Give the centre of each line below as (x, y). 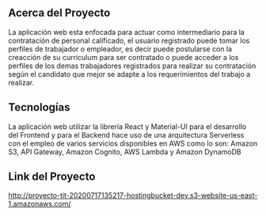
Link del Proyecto (52, 177)
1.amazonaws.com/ (40, 204)
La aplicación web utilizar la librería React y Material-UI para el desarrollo (127, 127)
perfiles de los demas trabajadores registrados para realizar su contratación (132, 66)
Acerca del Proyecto (59, 13)
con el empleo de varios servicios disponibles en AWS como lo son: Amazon (133, 143)
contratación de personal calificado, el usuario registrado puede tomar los (129, 40)
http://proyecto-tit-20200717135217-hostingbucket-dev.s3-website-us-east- (133, 195)
